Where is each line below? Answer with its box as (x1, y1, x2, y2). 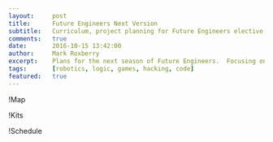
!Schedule (8, 126, 42, 136)
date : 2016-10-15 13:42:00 (8, 42, 122, 50)
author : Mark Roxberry (8, 49, 100, 58)
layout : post (8, 11, 67, 20)
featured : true (8, 72, 67, 80)
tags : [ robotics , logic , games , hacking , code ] (8, 65, 195, 73)
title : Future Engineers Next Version (8, 19, 158, 28)
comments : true (8, 34, 67, 43)
